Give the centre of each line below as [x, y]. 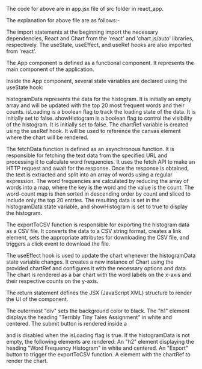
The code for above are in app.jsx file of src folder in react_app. [85, 9]
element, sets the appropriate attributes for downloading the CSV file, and [98, 237]
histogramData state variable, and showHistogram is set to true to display [97, 206]
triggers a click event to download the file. [58, 244]
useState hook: [25, 87]
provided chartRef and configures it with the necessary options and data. [97, 268]
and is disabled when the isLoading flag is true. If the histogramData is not [98, 335]
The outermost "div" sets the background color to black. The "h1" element [98, 311]
